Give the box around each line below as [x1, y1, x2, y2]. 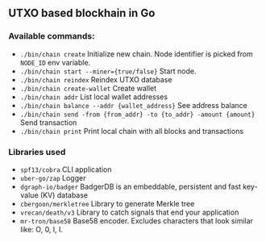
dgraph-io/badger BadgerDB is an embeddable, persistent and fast [19, 181, 242, 191]
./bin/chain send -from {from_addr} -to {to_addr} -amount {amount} [19, 111, 256, 119]
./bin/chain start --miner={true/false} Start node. [19, 66, 197, 76]
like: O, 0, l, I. [19, 224, 63, 234]
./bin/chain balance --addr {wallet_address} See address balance [19, 100, 247, 110]
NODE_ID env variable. [19, 57, 91, 67]
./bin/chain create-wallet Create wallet [19, 83, 157, 93]
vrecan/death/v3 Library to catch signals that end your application [19, 207, 239, 217]
